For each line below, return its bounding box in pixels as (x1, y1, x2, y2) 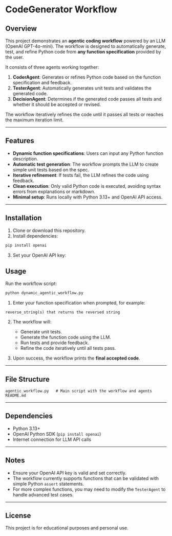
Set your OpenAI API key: (12, 252, 67, 258)
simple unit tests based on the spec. (12, 166, 90, 173)
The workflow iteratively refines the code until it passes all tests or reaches (5, 112, 164, 117)
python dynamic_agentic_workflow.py (5, 291, 83, 296)
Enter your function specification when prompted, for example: (12, 300, 145, 306)
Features (5, 136, 34, 145)
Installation (5, 213, 42, 222)
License (5, 511, 31, 520)
